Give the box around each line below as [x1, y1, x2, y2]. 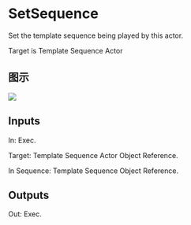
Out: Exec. [8, 209, 42, 219]
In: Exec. [8, 135, 36, 145]
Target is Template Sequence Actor [8, 46, 123, 55]
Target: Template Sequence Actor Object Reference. [8, 150, 179, 160]
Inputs [8, 115, 41, 128]
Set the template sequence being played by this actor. [8, 31, 184, 40]
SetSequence [8, 5, 99, 23]
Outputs [8, 188, 50, 201]
